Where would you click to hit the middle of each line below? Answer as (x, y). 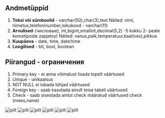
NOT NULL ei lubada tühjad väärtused (51, 84)
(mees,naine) (26, 100)
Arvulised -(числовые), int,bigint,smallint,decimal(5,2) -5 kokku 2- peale (86, 30)
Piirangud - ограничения (45, 62)
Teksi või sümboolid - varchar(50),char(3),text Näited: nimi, (73, 20)
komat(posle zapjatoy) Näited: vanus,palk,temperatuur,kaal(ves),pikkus (84, 36)
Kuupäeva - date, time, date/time (46, 41)
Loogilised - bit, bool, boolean (43, 46)
